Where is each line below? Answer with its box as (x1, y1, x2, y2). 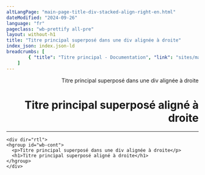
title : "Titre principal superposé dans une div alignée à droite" (6, 37, 182, 43)
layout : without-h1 (6, 32, 56, 38)
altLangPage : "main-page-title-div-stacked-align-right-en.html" (6, 9, 176, 15)
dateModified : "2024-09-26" (6, 15, 78, 21)
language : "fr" (6, 20, 45, 26)
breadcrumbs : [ (6, 49, 45, 55)
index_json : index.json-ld (6, 43, 75, 49)
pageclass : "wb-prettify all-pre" (6, 26, 95, 32)
